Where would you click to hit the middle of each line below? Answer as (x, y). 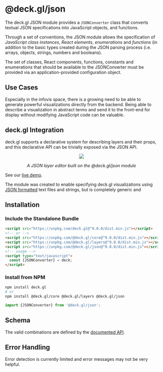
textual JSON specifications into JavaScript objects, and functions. (72, 27)
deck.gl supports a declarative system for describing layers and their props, (81, 142)
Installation (22, 204)
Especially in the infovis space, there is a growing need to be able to (73, 99)
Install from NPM (25, 277)
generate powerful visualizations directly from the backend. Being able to (78, 104)
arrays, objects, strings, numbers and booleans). (54, 53)
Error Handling (27, 347)
